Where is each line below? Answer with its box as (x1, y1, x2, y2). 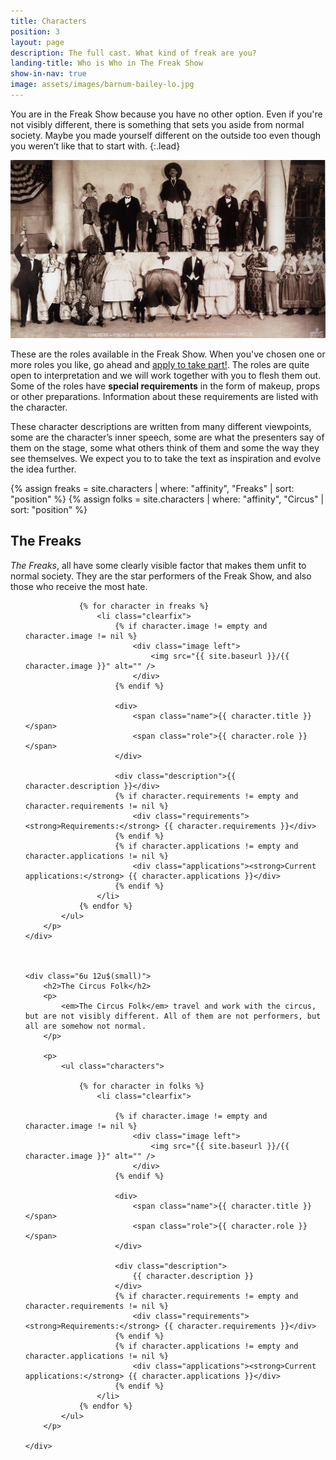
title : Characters (10, 16, 87, 26)
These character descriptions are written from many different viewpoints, (10, 420, 312, 432)
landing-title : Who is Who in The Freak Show (10, 58, 203, 69)
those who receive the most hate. (10, 580, 148, 592)
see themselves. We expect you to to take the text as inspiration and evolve (10, 452, 322, 464)
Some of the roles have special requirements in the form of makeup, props (10, 380, 321, 392)
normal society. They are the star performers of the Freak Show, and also (10, 570, 312, 582)
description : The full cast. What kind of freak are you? (10, 48, 257, 58)
